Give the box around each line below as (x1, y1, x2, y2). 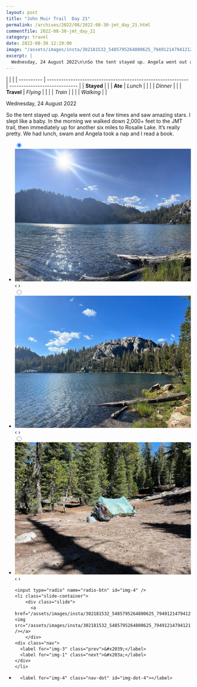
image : (6, 47, 22, 53)
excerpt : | (6, 53, 33, 59)
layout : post (6, 9, 38, 15)
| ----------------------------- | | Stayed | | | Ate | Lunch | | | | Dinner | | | (6, 82, 182, 89)
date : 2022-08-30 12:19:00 (6, 41, 72, 46)
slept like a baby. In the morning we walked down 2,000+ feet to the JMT (6, 118, 183, 125)
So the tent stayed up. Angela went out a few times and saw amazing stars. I (6, 111, 191, 118)
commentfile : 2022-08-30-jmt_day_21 (6, 28, 96, 34)
